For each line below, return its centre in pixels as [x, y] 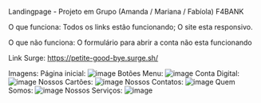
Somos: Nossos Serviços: [65, 90]
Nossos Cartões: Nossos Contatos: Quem [137, 82]
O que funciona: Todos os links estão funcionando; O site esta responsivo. [130, 27]
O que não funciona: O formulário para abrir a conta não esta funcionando [130, 42]
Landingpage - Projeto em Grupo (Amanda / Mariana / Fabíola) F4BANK [126, 12]
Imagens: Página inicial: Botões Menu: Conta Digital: [124, 73]
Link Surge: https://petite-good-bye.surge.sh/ [83, 58]
